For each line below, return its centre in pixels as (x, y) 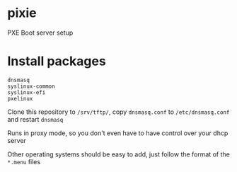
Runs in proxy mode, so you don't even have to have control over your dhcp (118, 133)
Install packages (57, 61)
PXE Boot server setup (40, 33)
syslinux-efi (27, 92)
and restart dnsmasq (35, 119)
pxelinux (20, 98)
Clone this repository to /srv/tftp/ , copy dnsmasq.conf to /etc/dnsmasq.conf (118, 112)
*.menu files (24, 161)
